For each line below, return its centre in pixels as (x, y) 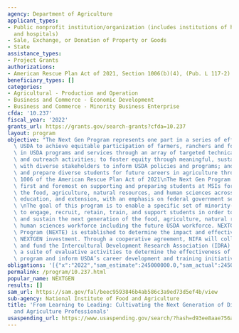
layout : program (31, 133)
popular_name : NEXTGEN (41, 278)
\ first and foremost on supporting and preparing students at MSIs (117, 186)
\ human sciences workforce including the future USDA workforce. (114, 226)
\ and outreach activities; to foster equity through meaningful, (114, 160)
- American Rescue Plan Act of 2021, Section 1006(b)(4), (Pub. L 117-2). (121, 73)
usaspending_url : (33, 318)
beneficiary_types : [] (41, 80)
